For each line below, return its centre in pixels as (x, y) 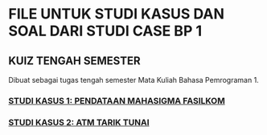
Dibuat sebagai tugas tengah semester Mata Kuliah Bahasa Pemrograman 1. (133, 80)
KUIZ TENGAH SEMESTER (74, 61)
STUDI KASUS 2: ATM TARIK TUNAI (79, 122)
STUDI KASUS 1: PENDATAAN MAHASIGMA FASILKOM (117, 100)
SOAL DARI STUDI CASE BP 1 (105, 31)
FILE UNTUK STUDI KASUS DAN (117, 14)
